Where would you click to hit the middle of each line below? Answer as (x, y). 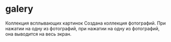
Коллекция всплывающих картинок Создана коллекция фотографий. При (86, 23)
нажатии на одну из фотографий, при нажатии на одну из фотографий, (82, 28)
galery (19, 9)
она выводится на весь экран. (38, 34)
